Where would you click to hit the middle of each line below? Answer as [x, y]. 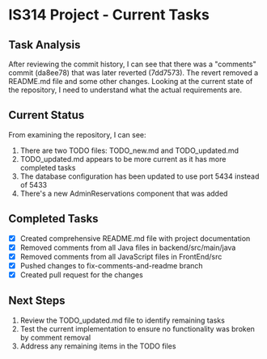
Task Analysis [44, 45]
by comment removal [55, 337]
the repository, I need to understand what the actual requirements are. [125, 90]
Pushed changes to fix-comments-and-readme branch [112, 265]
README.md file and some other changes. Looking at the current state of [131, 81]
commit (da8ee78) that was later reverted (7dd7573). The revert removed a [133, 73]
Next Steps [37, 301]
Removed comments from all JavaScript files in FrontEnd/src [121, 256]
